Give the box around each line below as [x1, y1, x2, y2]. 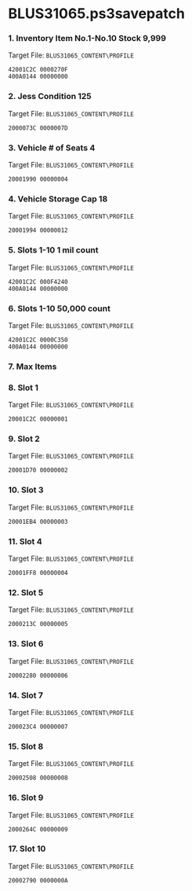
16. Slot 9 [8, 792, 44, 803]
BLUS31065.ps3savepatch [8, 5, 186, 23]
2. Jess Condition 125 [8, 91, 92, 102]
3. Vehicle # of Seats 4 [8, 142, 96, 153]
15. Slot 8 [8, 741, 44, 752]
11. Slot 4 [8, 536, 43, 547]
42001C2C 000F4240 [8, 278, 68, 285]
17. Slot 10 [8, 843, 46, 854]
